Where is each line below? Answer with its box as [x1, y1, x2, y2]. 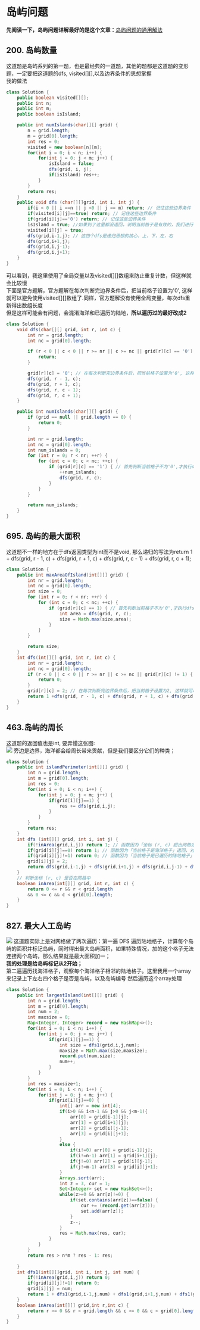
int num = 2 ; [27, 1009, 60, 1015]
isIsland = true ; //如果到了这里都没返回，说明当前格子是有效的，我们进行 [27, 222, 193, 228]
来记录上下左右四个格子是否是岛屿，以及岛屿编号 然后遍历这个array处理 [6, 974, 183, 982]
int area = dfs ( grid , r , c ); [59, 611, 132, 616]
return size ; [27, 644, 60, 650]
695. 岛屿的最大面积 [6, 531, 80, 541]
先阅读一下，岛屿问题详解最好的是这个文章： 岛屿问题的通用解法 [6, 26, 162, 33]
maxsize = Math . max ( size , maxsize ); [59, 1048, 148, 1054]
